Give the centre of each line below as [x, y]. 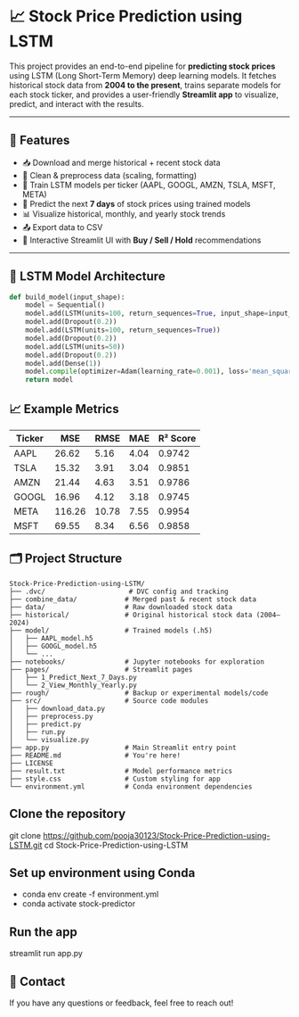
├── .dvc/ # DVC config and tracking [119, 591]
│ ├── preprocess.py [51, 716]
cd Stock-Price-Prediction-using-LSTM [116, 845]
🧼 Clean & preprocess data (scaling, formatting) [109, 175]
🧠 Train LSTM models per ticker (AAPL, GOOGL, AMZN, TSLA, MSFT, [149, 185]
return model [49, 380]
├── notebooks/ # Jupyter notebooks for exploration [137, 661]
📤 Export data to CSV [62, 227]
